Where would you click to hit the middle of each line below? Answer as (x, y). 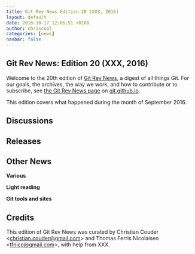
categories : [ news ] (31, 34)
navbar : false (24, 39)
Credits (20, 217)
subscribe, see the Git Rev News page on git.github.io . (73, 91)
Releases (24, 141)
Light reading (23, 187)
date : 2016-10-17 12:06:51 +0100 (48, 23)
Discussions (30, 121)
